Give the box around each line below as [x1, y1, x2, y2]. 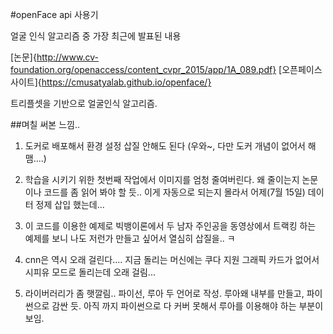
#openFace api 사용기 [10, 9, 99, 20]
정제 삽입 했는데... [35, 199, 105, 210]
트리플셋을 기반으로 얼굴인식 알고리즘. [10, 98, 158, 109]
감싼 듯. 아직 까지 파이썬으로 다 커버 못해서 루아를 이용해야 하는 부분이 [51, 300, 324, 312]
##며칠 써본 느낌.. [10, 119, 80, 130]
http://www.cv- [36, 51, 99, 63]
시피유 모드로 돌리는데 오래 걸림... [24, 266, 156, 278]
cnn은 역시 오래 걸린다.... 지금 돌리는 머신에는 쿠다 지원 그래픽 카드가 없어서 [24, 254, 320, 265]
